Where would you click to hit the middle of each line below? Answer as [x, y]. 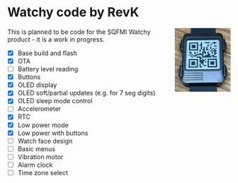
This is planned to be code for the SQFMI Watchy [79, 32]
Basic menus [36, 148]
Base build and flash [47, 53]
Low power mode [43, 125]
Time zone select [43, 172]
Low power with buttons [53, 133]
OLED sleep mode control [55, 101]
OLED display [37, 85]
